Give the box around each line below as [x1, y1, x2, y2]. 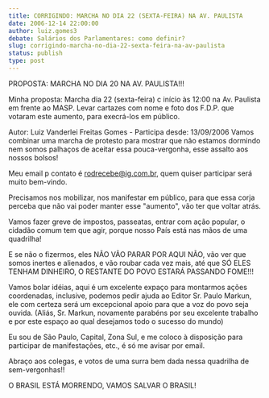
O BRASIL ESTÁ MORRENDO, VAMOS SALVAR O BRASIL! [8, 380, 197, 390]
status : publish [8, 49, 63, 57]
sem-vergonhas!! [8, 364, 65, 375]
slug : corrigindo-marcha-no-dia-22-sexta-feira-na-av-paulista [8, 42, 226, 50]
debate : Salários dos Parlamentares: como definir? [8, 34, 185, 43]
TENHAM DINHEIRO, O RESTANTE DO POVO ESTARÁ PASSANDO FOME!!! [8, 267, 254, 276]
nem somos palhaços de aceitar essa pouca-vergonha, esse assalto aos [8, 144, 249, 154]
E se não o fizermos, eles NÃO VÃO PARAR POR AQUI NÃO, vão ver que [8, 249, 246, 259]
